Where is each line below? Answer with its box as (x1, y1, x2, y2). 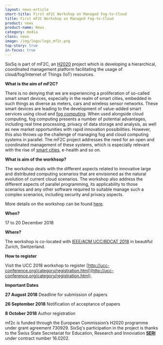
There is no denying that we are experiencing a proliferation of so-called (5, 90, 150, 96)
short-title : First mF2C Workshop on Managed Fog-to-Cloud (5, 12, 127, 16)
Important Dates (5, 282, 39, 288)
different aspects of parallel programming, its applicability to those (5, 181, 138, 187)
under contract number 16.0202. (5, 335, 70, 341)
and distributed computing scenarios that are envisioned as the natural (5, 171, 147, 177)
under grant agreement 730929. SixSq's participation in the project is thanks (5, 325, 158, 330)
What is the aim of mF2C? (5, 81, 58, 86)
